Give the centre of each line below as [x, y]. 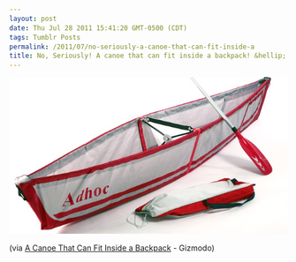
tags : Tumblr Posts [45, 37]
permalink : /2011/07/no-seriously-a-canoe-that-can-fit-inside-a [132, 47]
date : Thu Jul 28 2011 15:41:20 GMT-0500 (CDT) [99, 28]
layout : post [33, 19]
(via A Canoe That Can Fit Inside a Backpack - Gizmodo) [112, 248]
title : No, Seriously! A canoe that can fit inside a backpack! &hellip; [148, 56]
